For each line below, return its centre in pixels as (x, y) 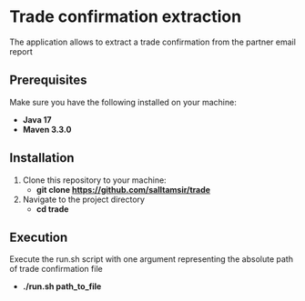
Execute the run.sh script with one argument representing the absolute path (152, 259)
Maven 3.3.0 (47, 129)
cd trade (52, 209)
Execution (39, 237)
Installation (42, 158)
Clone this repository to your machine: (94, 180)
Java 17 (37, 119)
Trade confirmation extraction (126, 17)
